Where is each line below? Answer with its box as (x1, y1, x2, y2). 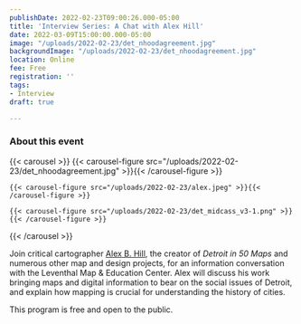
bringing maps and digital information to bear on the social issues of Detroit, (9, 277, 293, 288)
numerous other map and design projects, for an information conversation (9, 257, 285, 268)
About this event (9, 135, 84, 148)
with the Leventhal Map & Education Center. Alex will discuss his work (9, 267, 270, 278)
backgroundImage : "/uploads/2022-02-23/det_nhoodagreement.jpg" (9, 47, 257, 56)
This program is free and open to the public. (9, 304, 174, 315)
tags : (9, 81, 30, 90)
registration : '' (9, 72, 75, 81)
